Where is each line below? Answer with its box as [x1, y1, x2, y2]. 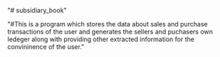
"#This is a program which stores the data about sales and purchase [7, 20, 208, 28]
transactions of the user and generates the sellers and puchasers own [7, 28, 214, 36]
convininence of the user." [7, 43, 85, 51]
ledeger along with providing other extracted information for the [7, 35, 194, 43]
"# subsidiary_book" [7, 6, 67, 14]
